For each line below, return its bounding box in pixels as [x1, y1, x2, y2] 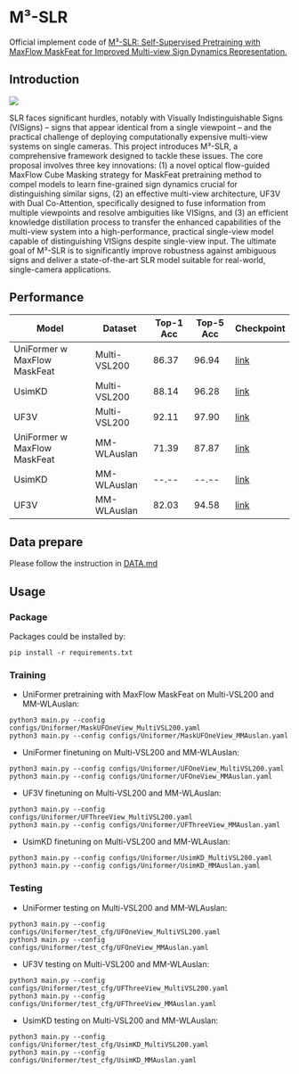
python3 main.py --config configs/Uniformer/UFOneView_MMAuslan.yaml [9, 772, 273, 781]
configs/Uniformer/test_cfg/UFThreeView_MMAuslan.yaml [9, 999, 217, 1008]
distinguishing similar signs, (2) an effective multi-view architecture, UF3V [9, 188, 281, 199]
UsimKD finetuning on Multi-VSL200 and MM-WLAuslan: [21, 837, 230, 847]
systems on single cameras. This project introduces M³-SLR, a [9, 141, 238, 152]
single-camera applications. [9, 264, 111, 275]
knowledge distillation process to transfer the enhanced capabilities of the [9, 217, 281, 227]
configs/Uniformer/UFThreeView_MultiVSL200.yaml [9, 813, 193, 822]
